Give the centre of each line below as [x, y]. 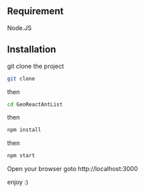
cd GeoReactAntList [35, 104]
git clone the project [35, 66]
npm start [21, 156]
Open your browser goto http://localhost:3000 [72, 169]
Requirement [35, 11]
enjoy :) [18, 182]
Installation [32, 50]
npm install [24, 130]
